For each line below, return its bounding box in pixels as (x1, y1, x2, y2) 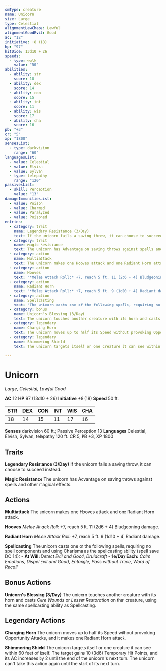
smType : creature (5, 7, 41, 12)
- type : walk (9, 58, 37, 63)
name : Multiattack (14, 256, 52, 261)
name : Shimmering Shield (14, 339, 65, 344)
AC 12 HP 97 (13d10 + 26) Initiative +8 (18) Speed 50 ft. (5, 395, 119, 402)
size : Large (5, 16, 30, 21)
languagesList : (5, 155, 37, 160)
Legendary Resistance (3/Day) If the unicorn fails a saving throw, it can (5, 461, 152, 467)
